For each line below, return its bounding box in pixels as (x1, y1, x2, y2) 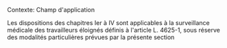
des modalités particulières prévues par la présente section (7, 33, 175, 41)
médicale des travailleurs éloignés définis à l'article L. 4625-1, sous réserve (7, 26, 221, 34)
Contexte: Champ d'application (7, 6, 95, 14)
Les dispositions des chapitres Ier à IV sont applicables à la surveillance (7, 19, 211, 26)
